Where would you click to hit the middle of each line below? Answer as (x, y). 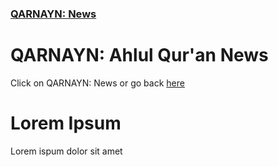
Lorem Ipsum (66, 123)
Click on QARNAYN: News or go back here (97, 83)
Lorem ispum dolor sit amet (66, 151)
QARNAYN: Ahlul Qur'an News (139, 55)
